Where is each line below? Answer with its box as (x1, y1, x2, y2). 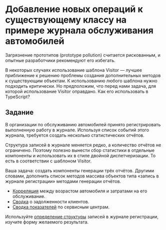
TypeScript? (5, 94, 30, 100)
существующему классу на (5, 14, 126, 26)
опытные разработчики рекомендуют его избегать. (5, 57, 116, 63)
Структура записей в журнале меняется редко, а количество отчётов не (5, 142, 161, 148)
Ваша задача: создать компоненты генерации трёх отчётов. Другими (5, 167, 154, 173)
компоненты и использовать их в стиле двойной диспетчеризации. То (5, 152, 156, 158)
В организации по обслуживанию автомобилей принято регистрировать (5, 121, 161, 127)
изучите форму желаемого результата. (5, 219, 89, 225)
